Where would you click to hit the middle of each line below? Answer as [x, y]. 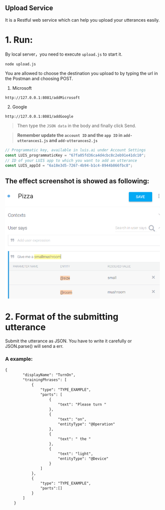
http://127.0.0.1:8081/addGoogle [39, 116]
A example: [19, 359]
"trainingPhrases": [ [45, 380]
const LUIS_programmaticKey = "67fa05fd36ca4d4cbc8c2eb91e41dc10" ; [76, 155]
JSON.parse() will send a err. [34, 346]
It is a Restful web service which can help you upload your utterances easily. [82, 20]
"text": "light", [75, 454]
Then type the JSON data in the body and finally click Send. [77, 126]
